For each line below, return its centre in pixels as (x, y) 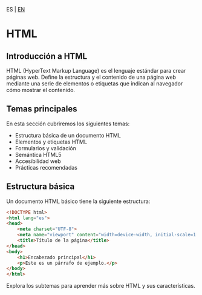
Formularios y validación (46, 148)
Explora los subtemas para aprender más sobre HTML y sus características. (101, 286)
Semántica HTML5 (38, 154)
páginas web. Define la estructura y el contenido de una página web (91, 77)
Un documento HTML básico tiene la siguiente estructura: (78, 201)
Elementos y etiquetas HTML (51, 142)
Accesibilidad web (38, 161)
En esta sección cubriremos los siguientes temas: (68, 124)
